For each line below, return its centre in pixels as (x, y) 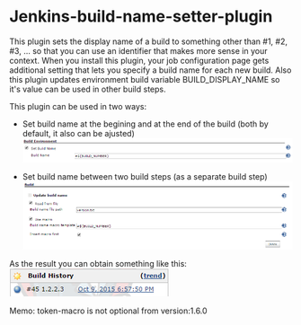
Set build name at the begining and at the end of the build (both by (146, 124)
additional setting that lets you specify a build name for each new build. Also (150, 70)
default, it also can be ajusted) (78, 133)
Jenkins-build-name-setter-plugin (141, 17)
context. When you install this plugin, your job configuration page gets (139, 60)
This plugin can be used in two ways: (78, 106)
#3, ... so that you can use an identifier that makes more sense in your (138, 50)
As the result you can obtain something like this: (98, 264)
